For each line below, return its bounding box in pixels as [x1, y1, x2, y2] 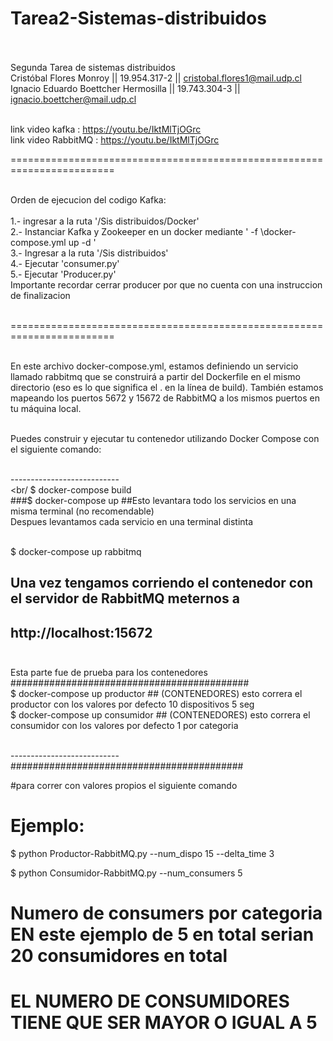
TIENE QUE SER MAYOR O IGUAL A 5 [10, 1012, 318, 1034]
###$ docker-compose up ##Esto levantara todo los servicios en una [10, 494, 297, 506]
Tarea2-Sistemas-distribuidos [10, 7, 267, 30]
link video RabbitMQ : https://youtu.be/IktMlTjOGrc [10, 133, 220, 146]
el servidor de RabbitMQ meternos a [10, 590, 240, 607]
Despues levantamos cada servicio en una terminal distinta [10, 515, 254, 527]
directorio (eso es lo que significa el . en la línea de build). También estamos [10, 381, 324, 393]
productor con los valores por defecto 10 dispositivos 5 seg [10, 698, 255, 711]
